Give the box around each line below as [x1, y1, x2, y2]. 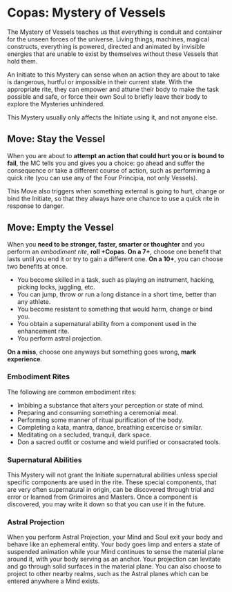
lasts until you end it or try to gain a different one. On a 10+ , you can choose [7, 254, 223, 263]
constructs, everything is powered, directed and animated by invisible [7, 42, 206, 50]
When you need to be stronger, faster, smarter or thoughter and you [7, 240, 205, 248]
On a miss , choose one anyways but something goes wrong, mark [7, 347, 197, 356]
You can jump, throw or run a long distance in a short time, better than [17, 290, 217, 298]
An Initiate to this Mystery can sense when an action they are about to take [7, 70, 220, 79]
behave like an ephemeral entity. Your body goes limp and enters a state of [7, 540, 221, 548]
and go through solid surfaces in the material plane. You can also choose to [7, 562, 222, 571]
